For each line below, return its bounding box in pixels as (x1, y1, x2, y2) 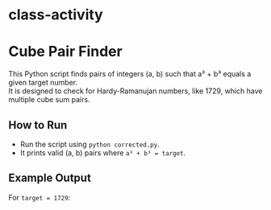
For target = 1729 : (8, 192, 71, 202)
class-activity (8, 6, 103, 24)
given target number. (8, 78, 78, 88)
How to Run (8, 118, 68, 132)
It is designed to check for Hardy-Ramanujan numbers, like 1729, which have (8, 86, 263, 96)
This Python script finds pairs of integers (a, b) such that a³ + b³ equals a (8, 69, 252, 79)
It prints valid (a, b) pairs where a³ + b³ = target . (19, 147, 186, 158)
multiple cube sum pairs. (8, 95, 90, 105)
